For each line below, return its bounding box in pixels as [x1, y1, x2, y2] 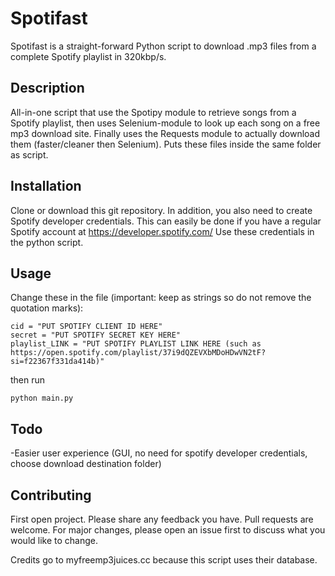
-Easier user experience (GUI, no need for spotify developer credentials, [10, 447, 308, 459]
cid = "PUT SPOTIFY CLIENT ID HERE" [10, 322, 163, 332]
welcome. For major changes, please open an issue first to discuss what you [10, 524, 326, 536]
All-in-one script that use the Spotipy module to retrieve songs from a [10, 106, 297, 118]
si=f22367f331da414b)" [10, 357, 105, 367]
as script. [10, 148, 49, 161]
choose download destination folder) [10, 458, 162, 470]
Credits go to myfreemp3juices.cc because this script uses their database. [10, 554, 318, 566]
